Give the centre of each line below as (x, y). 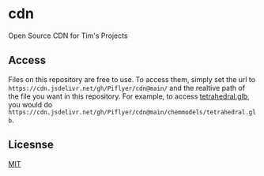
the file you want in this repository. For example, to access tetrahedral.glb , (129, 96)
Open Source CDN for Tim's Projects (68, 36)
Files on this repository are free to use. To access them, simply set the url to (132, 79)
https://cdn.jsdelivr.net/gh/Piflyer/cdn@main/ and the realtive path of (127, 88)
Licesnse (31, 145)
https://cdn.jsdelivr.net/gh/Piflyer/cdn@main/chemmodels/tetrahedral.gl (132, 112)
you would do (30, 104)
